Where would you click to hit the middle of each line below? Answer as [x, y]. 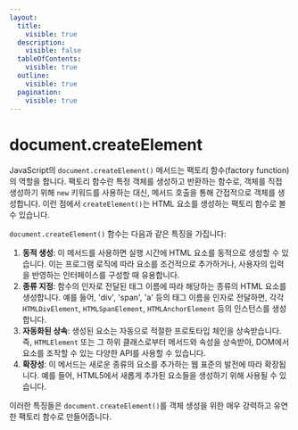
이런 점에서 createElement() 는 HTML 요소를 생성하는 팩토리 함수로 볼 [164, 204]
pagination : [40, 92]
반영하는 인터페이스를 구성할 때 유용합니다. [106, 275]
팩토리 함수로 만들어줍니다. [65, 417]
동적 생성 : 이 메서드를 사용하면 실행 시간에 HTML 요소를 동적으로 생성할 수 [151, 253]
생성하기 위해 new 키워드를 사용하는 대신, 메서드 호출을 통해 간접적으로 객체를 [143, 193]
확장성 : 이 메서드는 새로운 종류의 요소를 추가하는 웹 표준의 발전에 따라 [142, 364]
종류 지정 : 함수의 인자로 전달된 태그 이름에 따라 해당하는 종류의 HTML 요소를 [154, 286]
